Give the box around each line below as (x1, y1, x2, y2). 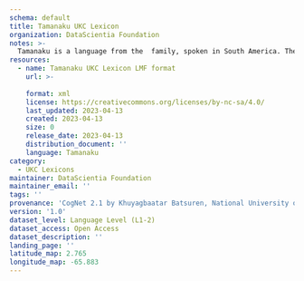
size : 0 (25, 123, 54, 132)
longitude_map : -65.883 (9, 257, 100, 267)
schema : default (9, 13, 71, 23)
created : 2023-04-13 (25, 114, 103, 123)
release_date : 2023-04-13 (25, 131, 124, 140)
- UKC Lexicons (17, 165, 75, 174)
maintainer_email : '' (9, 182, 91, 191)
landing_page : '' (9, 241, 75, 250)
